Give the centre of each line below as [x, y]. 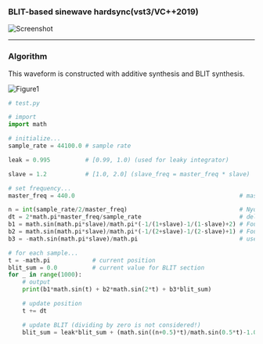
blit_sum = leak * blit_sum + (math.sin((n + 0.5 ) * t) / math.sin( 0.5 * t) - [134, 332]
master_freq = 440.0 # [126, 196]
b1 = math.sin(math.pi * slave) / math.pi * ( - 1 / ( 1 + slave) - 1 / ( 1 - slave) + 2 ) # [126, 225]
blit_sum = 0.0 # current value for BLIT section [106, 268]
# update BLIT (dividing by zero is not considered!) [112, 325]
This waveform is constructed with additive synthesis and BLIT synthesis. [126, 74]
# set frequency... [40, 188]
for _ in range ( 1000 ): [45, 275]
